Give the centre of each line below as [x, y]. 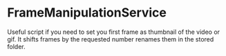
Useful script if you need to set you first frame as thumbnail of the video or [113, 32]
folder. [16, 46]
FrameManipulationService [87, 13]
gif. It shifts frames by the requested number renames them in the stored [111, 39]
